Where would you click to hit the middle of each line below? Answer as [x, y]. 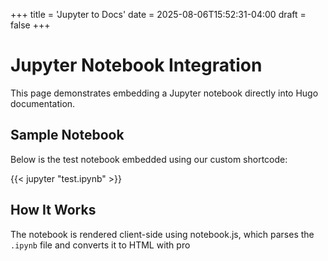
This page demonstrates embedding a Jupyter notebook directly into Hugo [164, 93]
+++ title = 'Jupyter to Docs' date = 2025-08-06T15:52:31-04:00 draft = [158, 14]
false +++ [30, 25]
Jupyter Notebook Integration [136, 65]
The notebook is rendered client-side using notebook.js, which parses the [162, 234]
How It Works [53, 210]
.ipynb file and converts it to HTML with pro [100, 245]
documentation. [43, 103]
